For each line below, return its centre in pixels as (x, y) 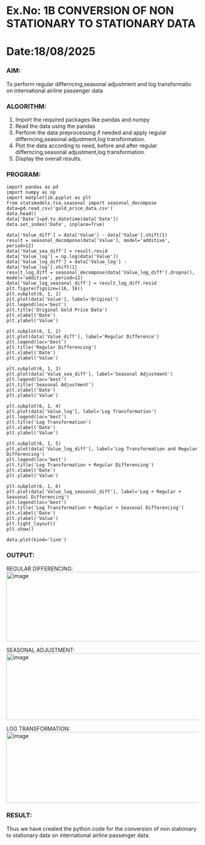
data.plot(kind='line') (37, 540)
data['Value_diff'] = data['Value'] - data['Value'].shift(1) (87, 235)
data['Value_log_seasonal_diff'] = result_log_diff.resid (81, 283)
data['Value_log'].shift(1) (42, 267)
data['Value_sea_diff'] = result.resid (57, 251)
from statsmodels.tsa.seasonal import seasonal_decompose (81, 203)
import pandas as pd (33, 187)
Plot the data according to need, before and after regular (86, 145)
